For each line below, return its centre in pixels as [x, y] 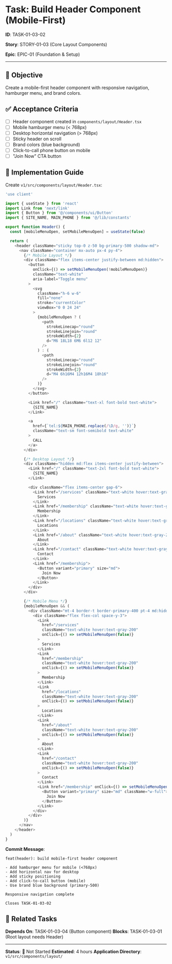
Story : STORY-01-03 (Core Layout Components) [56, 44]
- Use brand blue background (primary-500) [52, 885]
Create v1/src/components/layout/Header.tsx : [54, 185]
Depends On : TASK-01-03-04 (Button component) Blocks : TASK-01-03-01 [84, 931]
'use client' [19, 194]
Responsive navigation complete [40, 894]
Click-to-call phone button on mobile [51, 150]
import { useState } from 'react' [42, 203]
